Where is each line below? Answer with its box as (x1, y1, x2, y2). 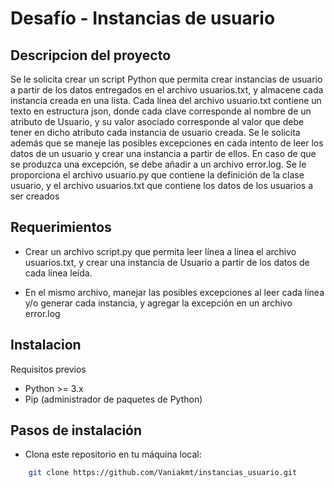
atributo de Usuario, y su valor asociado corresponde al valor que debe (10, 116, 305, 127)
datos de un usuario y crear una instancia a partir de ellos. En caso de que (10, 148, 317, 159)
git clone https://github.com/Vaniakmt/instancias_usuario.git (28, 468, 298, 478)
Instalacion (10, 337, 82, 354)
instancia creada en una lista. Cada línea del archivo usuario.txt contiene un (10, 95, 322, 106)
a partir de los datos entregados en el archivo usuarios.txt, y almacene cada (10, 84, 324, 96)
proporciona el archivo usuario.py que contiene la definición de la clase (10, 169, 305, 181)
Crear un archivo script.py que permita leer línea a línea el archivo (24, 245, 297, 257)
